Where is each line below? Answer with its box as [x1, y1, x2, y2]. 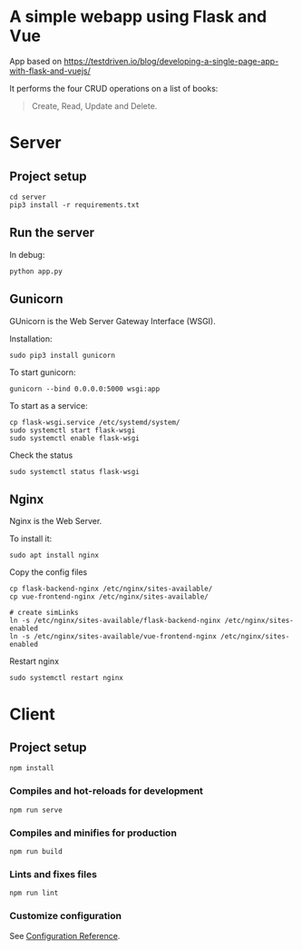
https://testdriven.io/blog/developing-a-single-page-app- [63, 55, 279, 66]
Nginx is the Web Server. [9, 516, 102, 527]
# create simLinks [9, 609, 79, 618]
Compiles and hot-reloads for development [9, 785, 204, 797]
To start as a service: [9, 400, 88, 411]
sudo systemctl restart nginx [9, 674, 124, 683]
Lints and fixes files [9, 867, 98, 880]
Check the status [9, 450, 73, 460]
